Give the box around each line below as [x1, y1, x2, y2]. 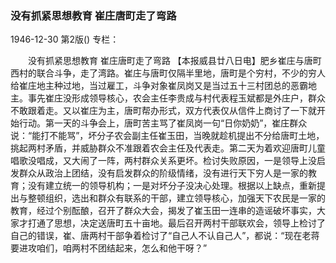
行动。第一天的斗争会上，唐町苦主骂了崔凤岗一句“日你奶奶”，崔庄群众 [18, 117, 308, 129]
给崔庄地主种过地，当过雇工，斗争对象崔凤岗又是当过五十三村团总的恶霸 [10, 80, 308, 92]
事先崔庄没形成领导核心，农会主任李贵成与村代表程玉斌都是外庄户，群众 [27, 92, 326, 104]
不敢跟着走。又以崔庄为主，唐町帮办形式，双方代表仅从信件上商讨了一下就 [10, 105, 317, 117]
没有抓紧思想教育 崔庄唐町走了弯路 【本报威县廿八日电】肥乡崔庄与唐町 [27, 55, 322, 67]
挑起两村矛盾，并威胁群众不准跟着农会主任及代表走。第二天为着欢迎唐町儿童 [10, 142, 326, 154]
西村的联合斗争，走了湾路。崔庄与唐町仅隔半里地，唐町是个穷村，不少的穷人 [10, 67, 326, 79]
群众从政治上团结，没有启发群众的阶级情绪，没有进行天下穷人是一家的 [18, 167, 308, 179]
